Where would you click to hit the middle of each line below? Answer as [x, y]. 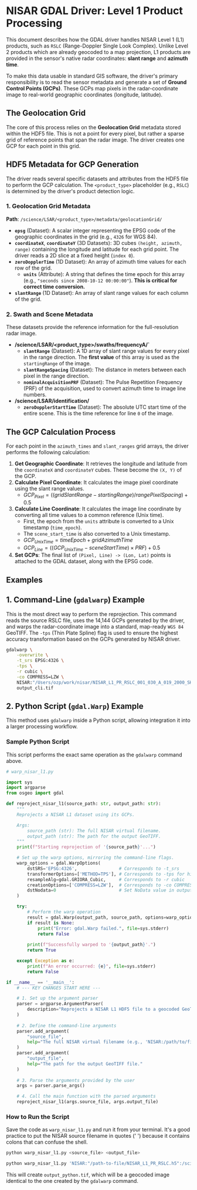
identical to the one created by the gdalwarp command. [72, 1181]
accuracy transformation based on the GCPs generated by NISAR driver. [93, 639]
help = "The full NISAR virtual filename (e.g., [85, 1042]
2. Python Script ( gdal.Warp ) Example [75, 706]
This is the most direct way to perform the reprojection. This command [91, 614]
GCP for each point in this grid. [43, 146]
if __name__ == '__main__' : [40, 982]
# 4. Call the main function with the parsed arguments [86, 1097]
